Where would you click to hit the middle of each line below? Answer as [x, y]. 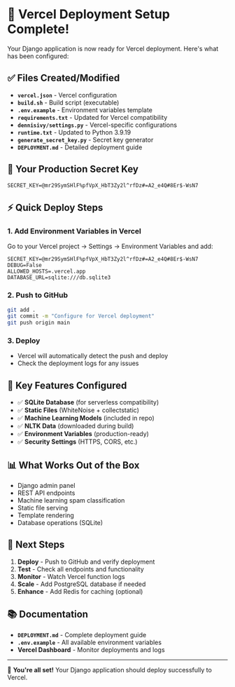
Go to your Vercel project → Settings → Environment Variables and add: [110, 246]
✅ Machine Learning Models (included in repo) [86, 418]
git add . [22, 310]
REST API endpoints [46, 493]
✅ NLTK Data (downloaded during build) [76, 426]
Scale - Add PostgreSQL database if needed [81, 584]
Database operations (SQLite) [60, 523]
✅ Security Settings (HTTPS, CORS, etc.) [77, 442]
